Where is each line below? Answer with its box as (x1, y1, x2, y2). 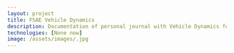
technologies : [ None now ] (7, 29, 82, 36)
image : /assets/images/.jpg (7, 36, 89, 43)
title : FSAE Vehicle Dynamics (7, 17, 95, 23)
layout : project (7, 10, 54, 17)
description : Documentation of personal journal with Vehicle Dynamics (7, 23, 219, 30)
